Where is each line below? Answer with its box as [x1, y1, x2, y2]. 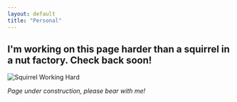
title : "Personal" [7, 17, 62, 24]
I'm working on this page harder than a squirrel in [7, 43, 230, 55]
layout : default [7, 10, 56, 18]
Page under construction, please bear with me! [7, 86, 146, 96]
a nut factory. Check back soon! [7, 54, 152, 66]
